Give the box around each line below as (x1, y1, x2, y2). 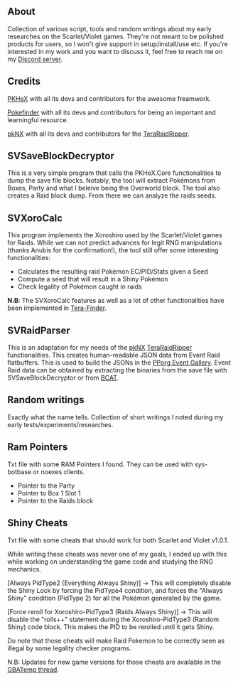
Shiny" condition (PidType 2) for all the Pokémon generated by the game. (7, 594, 222, 602)
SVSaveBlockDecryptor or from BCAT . (7, 373, 119, 382)
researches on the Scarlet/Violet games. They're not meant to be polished (7, 32, 224, 41)
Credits (7, 75, 41, 87)
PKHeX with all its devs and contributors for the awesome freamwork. (7, 94, 212, 102)
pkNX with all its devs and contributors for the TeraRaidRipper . (7, 129, 190, 138)
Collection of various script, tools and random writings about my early (7, 24, 212, 33)
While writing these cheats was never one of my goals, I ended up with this (7, 549, 227, 558)
